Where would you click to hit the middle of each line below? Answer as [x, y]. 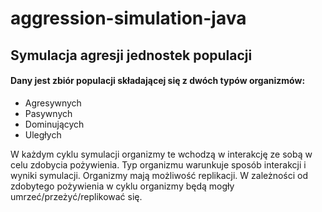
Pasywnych [48, 113]
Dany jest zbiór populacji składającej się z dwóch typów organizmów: [158, 81]
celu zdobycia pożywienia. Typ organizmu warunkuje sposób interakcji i [158, 164]
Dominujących [54, 124]
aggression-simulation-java [128, 18]
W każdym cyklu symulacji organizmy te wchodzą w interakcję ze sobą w [161, 154]
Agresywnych [53, 103]
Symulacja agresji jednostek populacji [131, 55]
